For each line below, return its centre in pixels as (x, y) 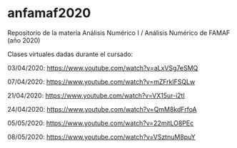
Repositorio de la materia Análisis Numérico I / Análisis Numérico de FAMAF (119, 33)
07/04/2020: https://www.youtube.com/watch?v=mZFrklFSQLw (101, 81)
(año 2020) (24, 40)
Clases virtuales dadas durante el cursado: (70, 54)
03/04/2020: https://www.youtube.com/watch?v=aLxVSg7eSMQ (103, 68)
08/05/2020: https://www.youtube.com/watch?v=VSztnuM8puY (102, 137)
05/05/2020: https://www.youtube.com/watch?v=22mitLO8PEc (101, 123)
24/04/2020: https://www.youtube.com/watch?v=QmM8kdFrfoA (102, 109)
